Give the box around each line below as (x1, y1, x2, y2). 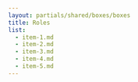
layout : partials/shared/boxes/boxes (8, 11, 131, 20)
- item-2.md (15, 41, 55, 48)
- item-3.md (15, 48, 55, 55)
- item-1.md (15, 33, 55, 41)
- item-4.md (15, 55, 55, 63)
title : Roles (8, 19, 51, 27)
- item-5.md (15, 62, 55, 70)
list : (8, 26, 26, 34)
